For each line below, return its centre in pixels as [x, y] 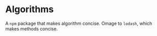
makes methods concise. [32, 28]
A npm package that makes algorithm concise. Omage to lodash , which [79, 23]
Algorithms [30, 9]
